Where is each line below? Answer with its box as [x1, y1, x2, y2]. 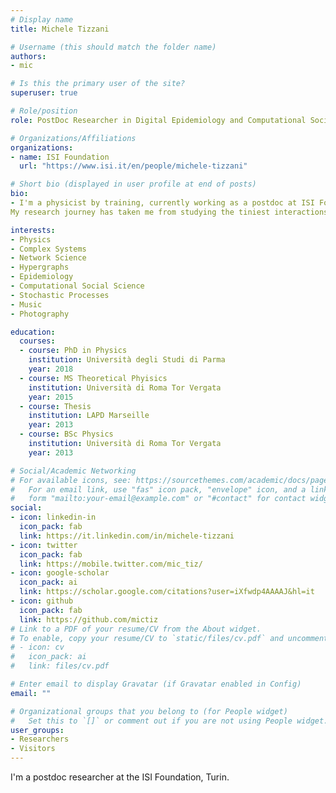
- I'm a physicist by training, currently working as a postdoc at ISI [10, 198, 315, 208]
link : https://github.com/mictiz [19, 614, 159, 625]
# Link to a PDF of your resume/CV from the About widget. [10, 624, 262, 634]
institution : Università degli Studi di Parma [28, 355, 226, 365]
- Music [10, 299, 43, 310]
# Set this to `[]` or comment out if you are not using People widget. [10, 716, 329, 726]
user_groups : [10, 725, 65, 735]
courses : [19, 336, 56, 346]
